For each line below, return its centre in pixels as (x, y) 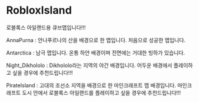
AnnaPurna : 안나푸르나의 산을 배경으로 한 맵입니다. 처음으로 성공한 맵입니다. (96, 40)
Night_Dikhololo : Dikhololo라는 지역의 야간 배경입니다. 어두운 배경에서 (89, 65)
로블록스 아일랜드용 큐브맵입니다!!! (46, 27)
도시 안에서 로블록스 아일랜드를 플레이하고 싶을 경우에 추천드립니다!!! (101, 93)
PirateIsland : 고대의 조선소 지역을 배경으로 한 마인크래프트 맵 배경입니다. (91, 85)
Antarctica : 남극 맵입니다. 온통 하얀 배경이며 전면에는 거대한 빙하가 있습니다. (96, 52)
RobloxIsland (39, 10)
